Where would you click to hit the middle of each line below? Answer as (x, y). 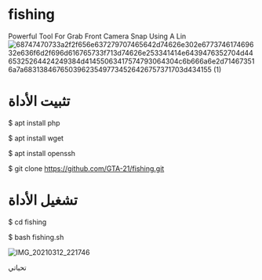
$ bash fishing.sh (36, 237)
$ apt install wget (36, 138)
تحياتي (17, 267)
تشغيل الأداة (43, 200)
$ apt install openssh (42, 153)
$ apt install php (34, 122)
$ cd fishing (27, 222)
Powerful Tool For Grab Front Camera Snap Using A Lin (97, 36)
